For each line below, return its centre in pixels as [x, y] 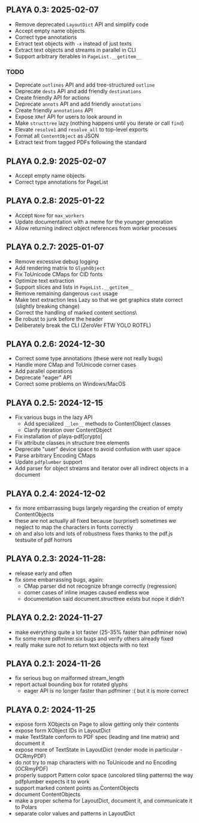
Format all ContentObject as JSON [57, 136]
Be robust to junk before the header [59, 319]
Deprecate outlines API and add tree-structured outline [85, 85]
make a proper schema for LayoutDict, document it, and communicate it [104, 801]
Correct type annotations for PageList [61, 182]
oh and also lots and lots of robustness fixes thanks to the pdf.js [94, 533]
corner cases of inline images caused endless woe [87, 592]
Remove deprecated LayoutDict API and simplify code [82, 24]
